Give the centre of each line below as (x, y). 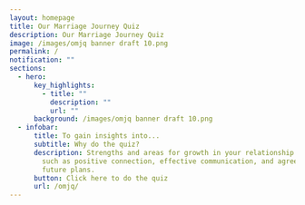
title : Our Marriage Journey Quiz (75, 26)
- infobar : (38, 128)
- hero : (32, 77)
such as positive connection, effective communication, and (158, 161)
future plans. (69, 170)
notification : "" (42, 60)
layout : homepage (42, 18)
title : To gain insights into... (97, 136)
